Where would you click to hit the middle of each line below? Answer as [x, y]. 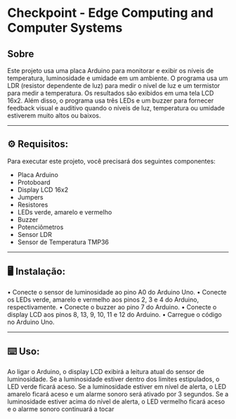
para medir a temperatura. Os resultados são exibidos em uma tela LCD [111, 93]
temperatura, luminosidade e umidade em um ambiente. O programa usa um [118, 78]
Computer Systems [65, 28]
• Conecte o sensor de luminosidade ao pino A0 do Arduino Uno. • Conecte [117, 292]
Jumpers [30, 197]
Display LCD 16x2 [43, 189]
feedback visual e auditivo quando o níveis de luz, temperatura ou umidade [116, 108]
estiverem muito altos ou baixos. [54, 115]
